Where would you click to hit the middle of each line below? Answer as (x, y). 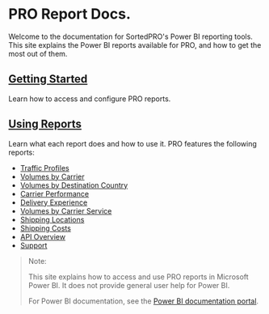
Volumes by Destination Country (74, 185)
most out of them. (38, 53)
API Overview (43, 236)
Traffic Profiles (45, 168)
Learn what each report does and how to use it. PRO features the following (132, 143)
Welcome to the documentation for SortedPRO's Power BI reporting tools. (130, 36)
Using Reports (45, 124)
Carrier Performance (55, 193)
